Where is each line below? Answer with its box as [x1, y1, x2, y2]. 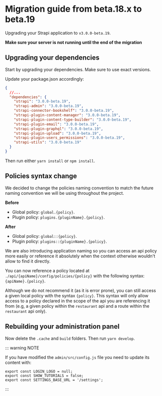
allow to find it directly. [5, 258, 51, 264]
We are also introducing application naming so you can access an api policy [5, 248, 157, 253]
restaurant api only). [5, 308, 47, 314]
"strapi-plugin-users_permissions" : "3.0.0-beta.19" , [14, 135, 125, 140]
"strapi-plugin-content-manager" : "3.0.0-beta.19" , [14, 113, 121, 118]
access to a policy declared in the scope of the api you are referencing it [5, 298, 150, 304]
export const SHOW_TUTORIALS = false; [5, 373, 84, 378]
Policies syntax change [5, 172, 77, 180]
